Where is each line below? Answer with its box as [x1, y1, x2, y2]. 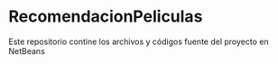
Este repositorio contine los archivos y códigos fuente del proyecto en [8, 36, 269, 47]
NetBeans [8, 45, 46, 56]
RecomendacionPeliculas [8, 6, 203, 27]
